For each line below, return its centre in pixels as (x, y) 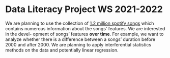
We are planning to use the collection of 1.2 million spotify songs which (80, 23)
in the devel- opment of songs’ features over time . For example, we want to (84, 34)
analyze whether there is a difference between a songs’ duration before (80, 39)
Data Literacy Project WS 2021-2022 (84, 9)
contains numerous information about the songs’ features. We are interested (85, 28)
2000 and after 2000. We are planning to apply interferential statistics (78, 44)
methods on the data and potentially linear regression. (62, 50)
